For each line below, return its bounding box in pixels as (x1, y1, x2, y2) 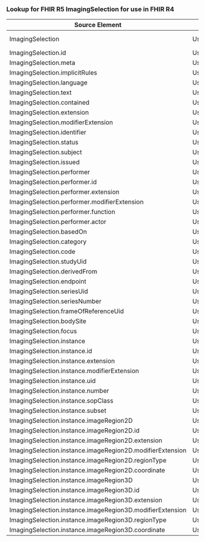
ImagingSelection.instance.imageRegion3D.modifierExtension (9, 506, 187, 514)
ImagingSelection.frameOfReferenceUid (9, 307, 124, 316)
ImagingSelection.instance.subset (9, 406, 107, 415)
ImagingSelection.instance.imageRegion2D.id (9, 426, 140, 435)
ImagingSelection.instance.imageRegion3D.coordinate (9, 525, 165, 534)
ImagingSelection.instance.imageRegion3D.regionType (9, 516, 167, 524)
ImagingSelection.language (9, 78, 88, 87)
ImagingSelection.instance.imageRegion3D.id (9, 486, 140, 494)
